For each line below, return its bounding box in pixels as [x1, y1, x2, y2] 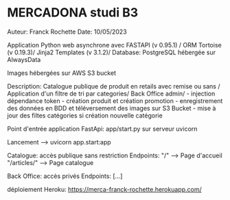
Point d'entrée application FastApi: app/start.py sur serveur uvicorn [7, 124, 198, 133]
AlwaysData [7, 55, 41, 63]
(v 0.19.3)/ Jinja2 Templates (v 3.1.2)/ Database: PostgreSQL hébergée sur [7, 48, 216, 56]
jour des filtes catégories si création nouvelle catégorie [7, 111, 163, 120]
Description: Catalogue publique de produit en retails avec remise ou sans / [7, 82, 220, 90]
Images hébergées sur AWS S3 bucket [7, 69, 117, 77]
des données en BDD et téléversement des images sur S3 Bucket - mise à [7, 104, 216, 112]
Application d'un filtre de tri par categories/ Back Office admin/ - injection [7, 89, 216, 98]
